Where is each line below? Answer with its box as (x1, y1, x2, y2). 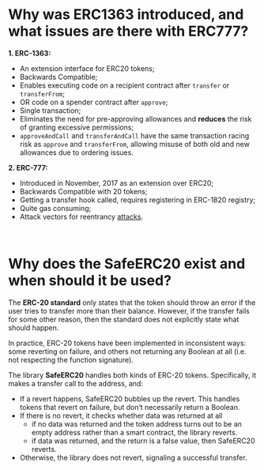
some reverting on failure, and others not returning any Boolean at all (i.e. (8, 346, 247, 356)
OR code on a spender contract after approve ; (19, 97, 168, 107)
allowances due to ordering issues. (19, 148, 134, 157)
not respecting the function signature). (8, 355, 134, 364)
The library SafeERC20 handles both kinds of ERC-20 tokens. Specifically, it (8, 370, 257, 380)
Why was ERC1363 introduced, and (8, 6, 244, 24)
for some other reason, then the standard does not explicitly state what (8, 314, 239, 324)
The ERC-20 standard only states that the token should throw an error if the (8, 298, 256, 307)
